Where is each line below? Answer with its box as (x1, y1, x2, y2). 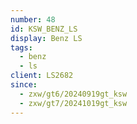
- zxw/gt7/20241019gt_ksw (19, 98, 128, 108)
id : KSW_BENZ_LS (10, 24, 78, 34)
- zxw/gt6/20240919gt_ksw (19, 89, 128, 99)
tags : (10, 42, 33, 53)
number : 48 (10, 14, 56, 25)
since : (10, 80, 38, 90)
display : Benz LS (10, 33, 83, 43)
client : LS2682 (10, 71, 74, 81)
